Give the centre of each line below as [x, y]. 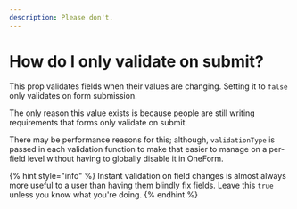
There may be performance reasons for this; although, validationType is [142, 140]
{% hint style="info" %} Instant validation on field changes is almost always [148, 175]
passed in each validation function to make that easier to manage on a [138, 149]
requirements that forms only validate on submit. [99, 122]
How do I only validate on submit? [137, 61]
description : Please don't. [62, 17]
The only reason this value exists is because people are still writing [132, 113]
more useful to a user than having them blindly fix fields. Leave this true [141, 185]
